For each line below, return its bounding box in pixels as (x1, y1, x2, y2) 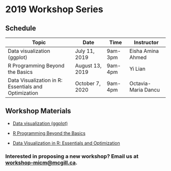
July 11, (75, 47, 95, 54)
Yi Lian (129, 65, 146, 72)
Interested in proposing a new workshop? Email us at (5, 153, 139, 160)
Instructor (134, 39, 159, 46)
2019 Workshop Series (5, 4, 103, 15)
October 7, (75, 80, 101, 87)
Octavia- (129, 80, 151, 87)
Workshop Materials (5, 107, 71, 116)
